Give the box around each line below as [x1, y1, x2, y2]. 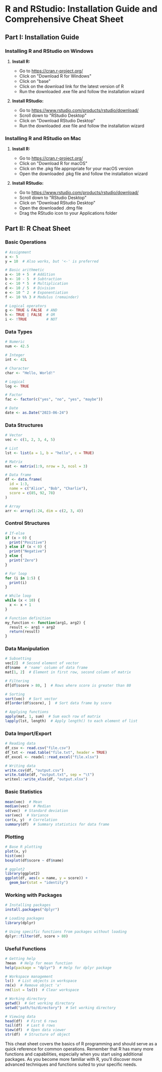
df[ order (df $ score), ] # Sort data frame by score [5, 701, 112, 706]
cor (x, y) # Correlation [5, 817, 57, 823]
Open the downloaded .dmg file [19, 205, 83, 211]
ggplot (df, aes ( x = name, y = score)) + [5, 876, 88, 881]
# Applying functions [5, 710, 49, 715]
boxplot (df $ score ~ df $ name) [5, 858, 64, 863]
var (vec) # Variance [5, 813, 49, 818]
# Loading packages [5, 916, 45, 921]
